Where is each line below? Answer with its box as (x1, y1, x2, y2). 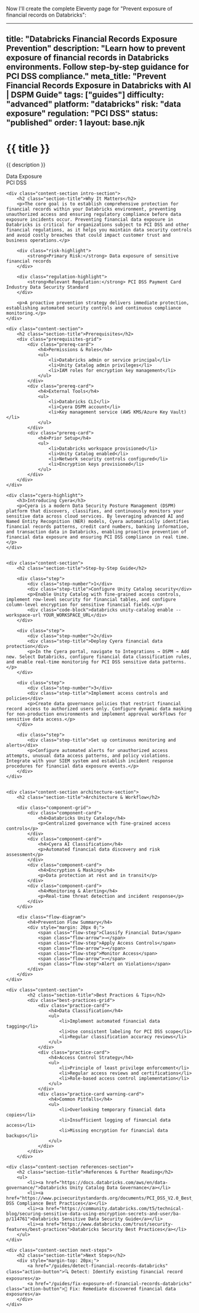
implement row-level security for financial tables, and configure (6, 597, 176, 603)
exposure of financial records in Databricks (6, 53, 169, 63)
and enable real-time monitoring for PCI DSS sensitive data (6, 659, 161, 665)
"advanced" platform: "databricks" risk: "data (6, 99, 182, 109)
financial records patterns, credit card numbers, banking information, (6, 524, 190, 530)
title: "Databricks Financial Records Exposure (6, 34, 178, 44)
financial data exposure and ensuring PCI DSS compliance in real (6, 534, 174, 540)
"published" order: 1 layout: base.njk (6, 118, 145, 128)
